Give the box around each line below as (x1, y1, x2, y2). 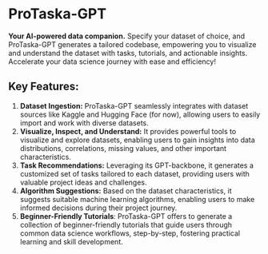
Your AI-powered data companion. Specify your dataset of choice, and (8, 31, 246, 41)
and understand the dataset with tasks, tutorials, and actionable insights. (8, 48, 248, 58)
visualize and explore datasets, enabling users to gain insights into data (19, 135, 256, 145)
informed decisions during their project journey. (19, 203, 178, 212)
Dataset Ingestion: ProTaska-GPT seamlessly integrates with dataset (19, 101, 249, 110)
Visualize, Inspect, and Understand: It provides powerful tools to (19, 126, 237, 136)
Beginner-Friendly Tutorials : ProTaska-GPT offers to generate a (19, 211, 233, 220)
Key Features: (8, 80, 79, 93)
